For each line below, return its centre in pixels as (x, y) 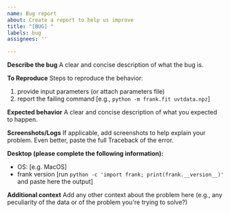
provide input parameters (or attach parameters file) (91, 92)
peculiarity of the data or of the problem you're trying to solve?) (97, 202)
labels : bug (24, 33)
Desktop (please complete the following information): (85, 154)
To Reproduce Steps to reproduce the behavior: (75, 78)
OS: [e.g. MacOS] (42, 167)
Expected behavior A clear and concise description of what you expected (112, 112)
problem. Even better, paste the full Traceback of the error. (91, 140)
